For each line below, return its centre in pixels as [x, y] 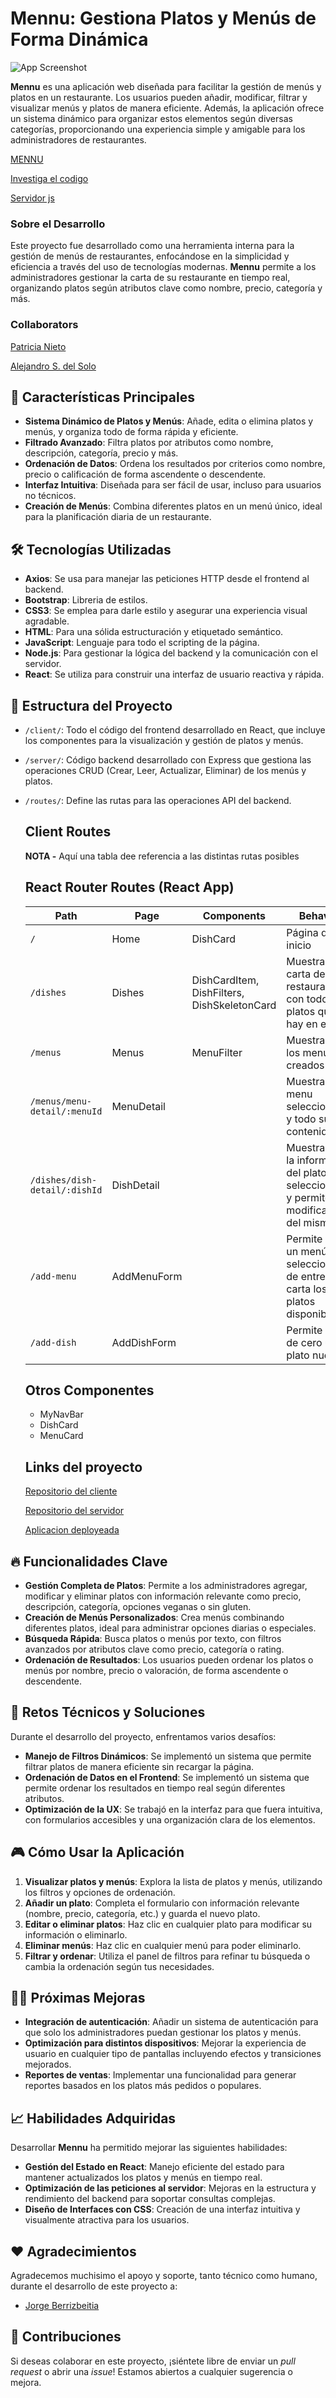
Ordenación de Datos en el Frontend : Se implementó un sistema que [167, 1777]
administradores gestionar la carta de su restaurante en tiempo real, [150, 278]
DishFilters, [218, 992]
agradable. [47, 621]
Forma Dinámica [79, 39]
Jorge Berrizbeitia [62, 2306]
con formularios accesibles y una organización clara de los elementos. [170, 1819]
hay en [302, 1024]
